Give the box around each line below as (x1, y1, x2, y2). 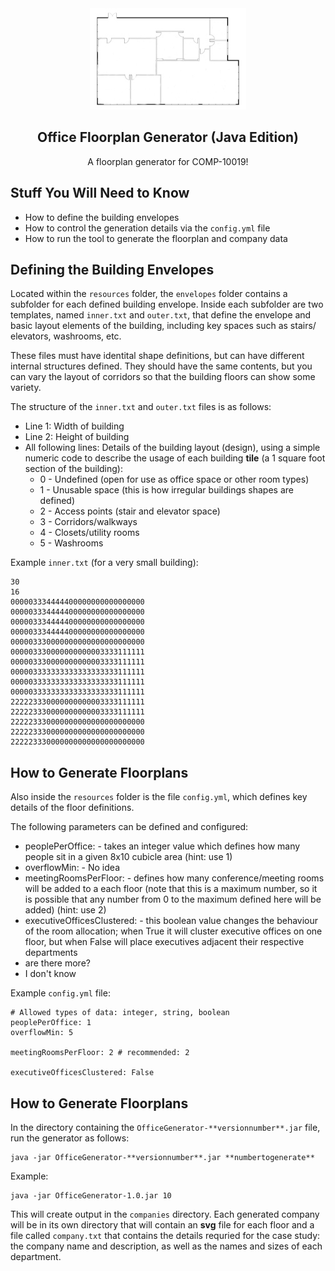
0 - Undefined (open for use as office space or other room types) (39, 473, 310, 486)
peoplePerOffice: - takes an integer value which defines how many (24, 840, 301, 852)
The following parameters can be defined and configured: (10, 821, 249, 833)
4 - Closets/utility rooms (39, 527, 140, 539)
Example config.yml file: (10, 987, 111, 999)
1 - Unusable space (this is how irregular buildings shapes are (39, 484, 294, 496)
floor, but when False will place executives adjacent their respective (24, 936, 305, 948)
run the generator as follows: (10, 1132, 130, 1144)
